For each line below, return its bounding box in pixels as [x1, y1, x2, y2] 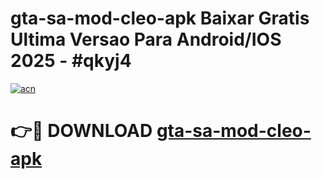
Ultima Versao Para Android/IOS [10, 28, 282, 51]
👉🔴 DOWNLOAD [10, 120, 153, 142]
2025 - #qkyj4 [10, 50, 132, 72]
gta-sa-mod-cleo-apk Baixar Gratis [10, 7, 310, 30]
